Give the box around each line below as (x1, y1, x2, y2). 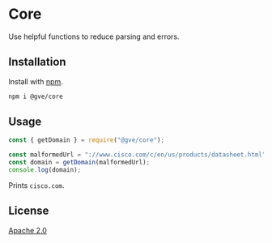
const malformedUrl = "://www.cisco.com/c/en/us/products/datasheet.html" (8, 151, 266, 159)
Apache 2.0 (8, 225, 47, 235)
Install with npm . (8, 76, 63, 86)
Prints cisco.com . (8, 180, 65, 190)
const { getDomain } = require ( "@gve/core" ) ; (8, 136, 164, 144)
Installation (8, 55, 66, 69)
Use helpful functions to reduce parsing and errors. (8, 32, 180, 41)
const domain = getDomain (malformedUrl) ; (8, 159, 151, 167)
